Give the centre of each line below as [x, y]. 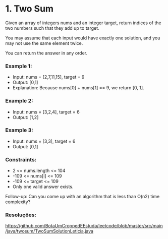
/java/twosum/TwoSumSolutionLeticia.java [49, 231]
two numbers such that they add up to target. [52, 28]
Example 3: [19, 130]
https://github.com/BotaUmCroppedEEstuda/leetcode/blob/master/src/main [84, 226]
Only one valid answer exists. [43, 187]
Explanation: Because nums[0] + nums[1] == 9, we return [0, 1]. [78, 88]
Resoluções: [21, 215]
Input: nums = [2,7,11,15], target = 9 [48, 77]
